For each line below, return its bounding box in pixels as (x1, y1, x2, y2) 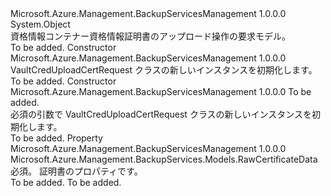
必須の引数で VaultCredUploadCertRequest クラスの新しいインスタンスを (10, 108, 313, 120)
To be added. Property (10, 132, 103, 144)
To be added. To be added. (10, 177, 122, 188)
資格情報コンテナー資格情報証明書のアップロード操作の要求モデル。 (10, 30, 291, 42)
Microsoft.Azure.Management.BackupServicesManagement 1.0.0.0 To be (10, 86, 312, 97)
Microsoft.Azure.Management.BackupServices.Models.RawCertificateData (10, 153, 318, 165)
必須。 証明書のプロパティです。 (10, 165, 143, 177)
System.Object (10, 18, 71, 30)
